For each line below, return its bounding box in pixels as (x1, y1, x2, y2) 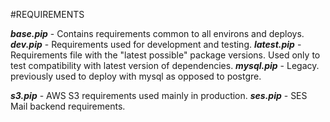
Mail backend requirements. (10, 100, 126, 112)
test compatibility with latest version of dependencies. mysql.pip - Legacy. (10, 60, 320, 71)
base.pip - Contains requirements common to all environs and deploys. (10, 28, 305, 39)
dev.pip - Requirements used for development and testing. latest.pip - (10, 39, 302, 50)
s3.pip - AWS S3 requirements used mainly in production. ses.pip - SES (10, 90, 308, 101)
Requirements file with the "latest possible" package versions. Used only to (10, 49, 321, 61)
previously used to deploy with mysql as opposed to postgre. (10, 70, 262, 82)
